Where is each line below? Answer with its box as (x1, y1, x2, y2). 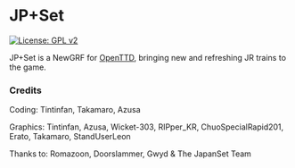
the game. (9, 62, 46, 72)
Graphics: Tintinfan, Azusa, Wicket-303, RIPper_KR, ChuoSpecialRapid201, (9, 122, 284, 132)
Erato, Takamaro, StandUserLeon (9, 131, 131, 142)
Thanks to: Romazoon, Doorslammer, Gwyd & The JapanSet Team (9, 148, 252, 159)
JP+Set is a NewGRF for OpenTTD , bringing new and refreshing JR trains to (9, 52, 287, 63)
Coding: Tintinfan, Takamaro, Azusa (9, 105, 141, 115)
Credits (9, 84, 42, 97)
